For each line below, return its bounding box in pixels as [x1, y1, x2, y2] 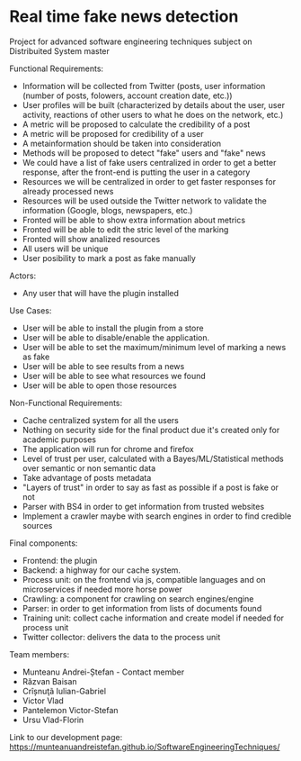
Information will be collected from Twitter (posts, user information [22, 80, 266, 91]
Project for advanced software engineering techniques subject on [9, 36, 253, 47]
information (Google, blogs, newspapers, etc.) [22, 204, 193, 215]
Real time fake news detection [9, 6, 239, 27]
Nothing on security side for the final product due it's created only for [22, 424, 280, 435]
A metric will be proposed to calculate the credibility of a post [22, 119, 251, 130]
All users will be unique [22, 243, 109, 254]
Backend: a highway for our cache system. [22, 565, 181, 575]
